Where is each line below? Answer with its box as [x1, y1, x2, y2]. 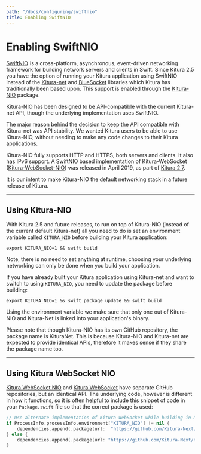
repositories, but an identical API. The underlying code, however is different [6, 391, 193, 398]
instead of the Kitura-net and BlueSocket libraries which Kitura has [6, 79, 170, 86]
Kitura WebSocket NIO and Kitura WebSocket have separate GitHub [6, 384, 173, 391]
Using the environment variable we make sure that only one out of [6, 308, 169, 315]
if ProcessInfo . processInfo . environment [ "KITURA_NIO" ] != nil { [6, 420, 170, 426]
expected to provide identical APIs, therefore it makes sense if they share [6, 339, 187, 346]
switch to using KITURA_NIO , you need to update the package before [6, 280, 172, 287]
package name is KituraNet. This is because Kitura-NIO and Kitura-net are [6, 333, 190, 340]
